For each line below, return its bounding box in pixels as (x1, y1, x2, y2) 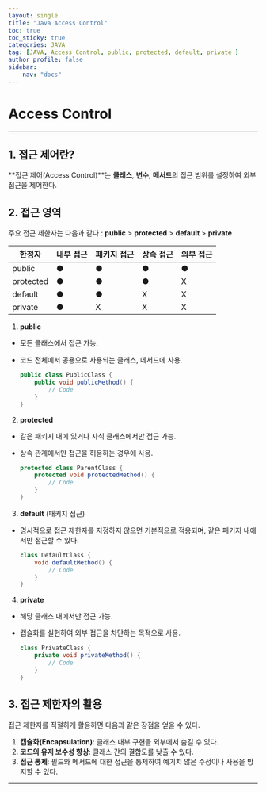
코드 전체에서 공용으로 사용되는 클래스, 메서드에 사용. (19, 355, 183, 365)
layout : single (8, 11, 59, 20)
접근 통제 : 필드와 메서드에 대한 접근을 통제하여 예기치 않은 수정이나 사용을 (19, 756, 245, 766)
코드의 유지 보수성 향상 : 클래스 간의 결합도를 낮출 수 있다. (19, 747, 194, 756)
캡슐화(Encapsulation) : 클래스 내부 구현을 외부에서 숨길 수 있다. (19, 737, 219, 746)
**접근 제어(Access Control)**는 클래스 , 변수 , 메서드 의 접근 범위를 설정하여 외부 (8, 170, 256, 180)
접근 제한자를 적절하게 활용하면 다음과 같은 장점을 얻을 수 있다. (8, 720, 200, 729)
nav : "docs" (22, 71, 62, 78)
